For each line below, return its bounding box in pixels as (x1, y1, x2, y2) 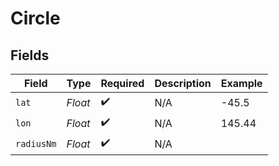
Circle (10, 7, 61, 30)
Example (220, 77, 263, 90)
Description (154, 77, 212, 90)
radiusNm (15, 138, 57, 149)
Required (100, 77, 145, 90)
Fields (10, 47, 50, 64)
